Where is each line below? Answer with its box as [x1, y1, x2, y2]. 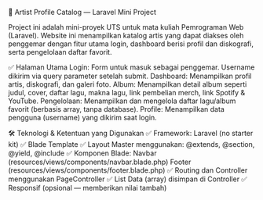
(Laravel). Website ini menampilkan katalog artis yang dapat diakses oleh [8, 31, 244, 40]
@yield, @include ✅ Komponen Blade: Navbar [8, 148, 157, 158]
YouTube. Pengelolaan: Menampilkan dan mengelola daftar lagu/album [8, 96, 236, 105]
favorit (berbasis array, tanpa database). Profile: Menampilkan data [8, 105, 225, 113]
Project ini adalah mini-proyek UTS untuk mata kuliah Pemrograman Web [8, 23, 244, 31]
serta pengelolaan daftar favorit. [8, 48, 112, 56]
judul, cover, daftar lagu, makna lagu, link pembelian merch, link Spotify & [8, 88, 246, 97]
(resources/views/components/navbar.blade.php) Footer [8, 157, 192, 166]
